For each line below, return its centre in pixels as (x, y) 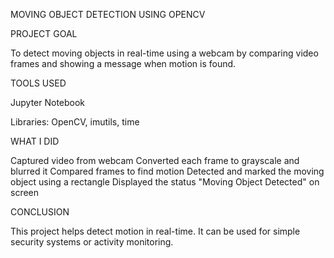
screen (25, 192)
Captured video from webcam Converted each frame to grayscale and (155, 160)
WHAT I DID (35, 141)
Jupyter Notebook (48, 102)
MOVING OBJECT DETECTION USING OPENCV (108, 14)
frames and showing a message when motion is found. (123, 63)
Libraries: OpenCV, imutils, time (75, 122)
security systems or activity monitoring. (92, 242)
